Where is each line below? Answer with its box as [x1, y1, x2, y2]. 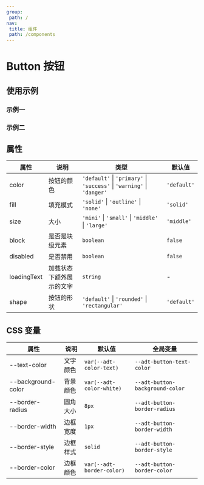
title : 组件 [8, 26, 38, 32]
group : [6, 9, 23, 15]
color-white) [84, 385, 122, 392]
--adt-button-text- [134, 359, 191, 365]
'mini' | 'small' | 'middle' [81, 213, 158, 222]
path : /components [8, 32, 56, 38]
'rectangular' [81, 302, 123, 309]
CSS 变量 [6, 325, 41, 335]
